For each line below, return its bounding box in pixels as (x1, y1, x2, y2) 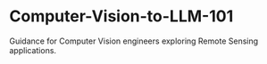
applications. (9, 44, 56, 55)
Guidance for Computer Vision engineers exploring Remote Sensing (9, 36, 259, 46)
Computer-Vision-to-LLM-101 (9, 6, 234, 27)
